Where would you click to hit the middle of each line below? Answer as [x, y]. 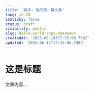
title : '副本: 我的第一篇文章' [35, 10]
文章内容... [16, 84]
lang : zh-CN [18, 15]
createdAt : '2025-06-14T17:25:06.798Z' [48, 38]
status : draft [20, 24]
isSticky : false [22, 19]
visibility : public [26, 29]
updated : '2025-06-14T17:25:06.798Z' [45, 43]
